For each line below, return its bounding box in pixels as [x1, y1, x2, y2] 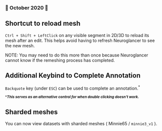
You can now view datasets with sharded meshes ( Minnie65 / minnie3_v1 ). [5, 121, 158, 127]
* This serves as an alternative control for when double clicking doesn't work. [5, 94, 139, 99]
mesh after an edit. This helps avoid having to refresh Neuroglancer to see [5, 37, 155, 43]
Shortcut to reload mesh [5, 19, 81, 28]
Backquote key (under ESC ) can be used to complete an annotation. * [5, 84, 140, 91]
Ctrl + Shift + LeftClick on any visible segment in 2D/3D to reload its [5, 32, 149, 38]
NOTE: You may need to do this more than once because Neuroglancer [5, 52, 148, 58]
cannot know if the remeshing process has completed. [5, 57, 115, 63]
